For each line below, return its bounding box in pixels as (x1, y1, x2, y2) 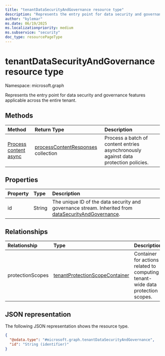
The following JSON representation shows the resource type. (5, 323, 129, 329)
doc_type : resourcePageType (5, 35, 63, 40)
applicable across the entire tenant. (5, 97, 77, 103)
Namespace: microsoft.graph (5, 82, 64, 89)
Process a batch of (104, 134, 148, 141)
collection (34, 149, 57, 156)
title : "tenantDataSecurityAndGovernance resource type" (5, 7, 124, 12)
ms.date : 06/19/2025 (5, 21, 48, 26)
